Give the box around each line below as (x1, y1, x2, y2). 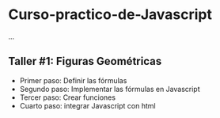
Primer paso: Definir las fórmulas (19, 75, 127, 85)
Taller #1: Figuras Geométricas (8, 55, 162, 68)
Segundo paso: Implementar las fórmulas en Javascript (19, 84, 200, 93)
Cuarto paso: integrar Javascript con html (19, 101, 156, 110)
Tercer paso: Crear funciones (19, 93, 116, 102)
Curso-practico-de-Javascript (8, 6, 212, 24)
